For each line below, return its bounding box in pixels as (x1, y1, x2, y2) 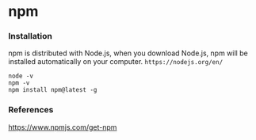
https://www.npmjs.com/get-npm (8, 122, 117, 132)
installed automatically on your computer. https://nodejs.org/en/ (8, 57, 224, 66)
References (8, 104, 54, 115)
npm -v (8, 79, 30, 87)
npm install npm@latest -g (8, 86, 97, 94)
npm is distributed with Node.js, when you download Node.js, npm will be (8, 48, 248, 58)
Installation (8, 31, 53, 42)
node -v (8, 72, 34, 81)
